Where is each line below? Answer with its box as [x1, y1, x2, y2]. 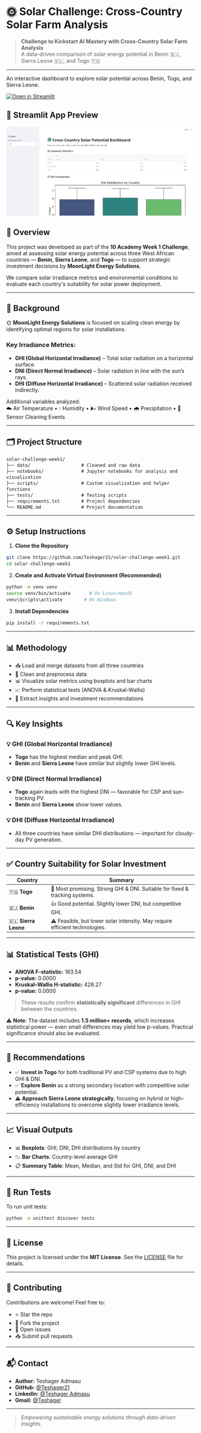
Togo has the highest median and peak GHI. [14, 754, 124, 760]
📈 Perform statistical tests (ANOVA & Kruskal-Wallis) [14, 687, 145, 694]
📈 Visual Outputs [6, 1125, 73, 1135]
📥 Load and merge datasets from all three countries [14, 662, 144, 669]
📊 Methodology [6, 643, 68, 653]
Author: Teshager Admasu [14, 1377, 81, 1384]
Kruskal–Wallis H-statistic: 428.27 [14, 981, 102, 988]
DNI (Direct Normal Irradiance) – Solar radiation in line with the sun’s [14, 367, 185, 374]
